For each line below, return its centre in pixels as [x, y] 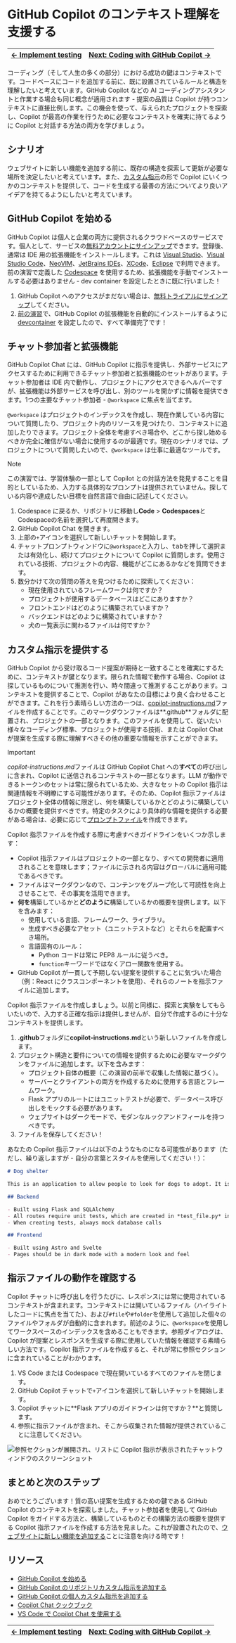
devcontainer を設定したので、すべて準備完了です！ [92, 322]
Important [21, 753]
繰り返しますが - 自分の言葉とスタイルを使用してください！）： [116, 1158]
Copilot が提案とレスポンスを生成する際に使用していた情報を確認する [108, 1340]
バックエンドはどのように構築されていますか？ [96, 617]
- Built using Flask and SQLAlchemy [61, 1209]
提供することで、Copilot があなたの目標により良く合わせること [135, 694]
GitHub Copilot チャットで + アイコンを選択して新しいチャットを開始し [118, 1391]
